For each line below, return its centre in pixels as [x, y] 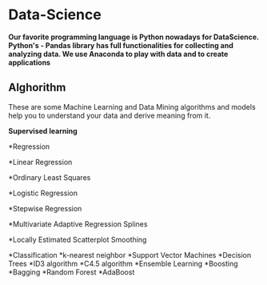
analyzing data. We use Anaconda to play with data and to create [118, 54]
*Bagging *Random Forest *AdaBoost [72, 272]
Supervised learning [43, 130]
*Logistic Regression [43, 193]
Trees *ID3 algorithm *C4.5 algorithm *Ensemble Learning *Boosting [123, 263]
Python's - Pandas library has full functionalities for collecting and [121, 45]
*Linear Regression [40, 162]
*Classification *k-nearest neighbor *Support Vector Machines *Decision [130, 255]
